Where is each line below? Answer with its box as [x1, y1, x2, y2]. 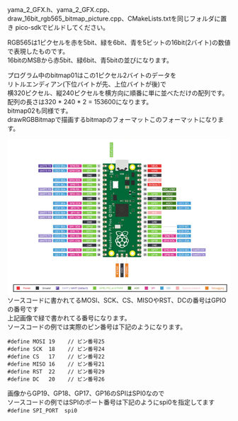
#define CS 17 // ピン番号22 [7, 353, 105, 361]
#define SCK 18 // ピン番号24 [7, 346, 105, 353]
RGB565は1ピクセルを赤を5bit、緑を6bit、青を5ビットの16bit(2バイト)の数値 [7, 38, 231, 47]
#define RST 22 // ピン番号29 [7, 369, 105, 376]
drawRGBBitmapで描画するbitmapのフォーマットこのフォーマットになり [7, 116, 218, 123]
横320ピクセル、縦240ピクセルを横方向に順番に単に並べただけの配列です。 [7, 89, 229, 97]
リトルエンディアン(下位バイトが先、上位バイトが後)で [7, 80, 166, 88]
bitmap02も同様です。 [7, 106, 72, 115]
